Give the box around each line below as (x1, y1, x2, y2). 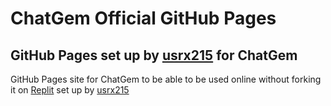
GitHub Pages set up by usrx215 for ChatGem (10, 47, 298, 64)
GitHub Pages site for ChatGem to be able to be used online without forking (10, 73, 322, 85)
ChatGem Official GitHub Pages (10, 7, 277, 30)
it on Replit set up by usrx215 (10, 84, 130, 96)
